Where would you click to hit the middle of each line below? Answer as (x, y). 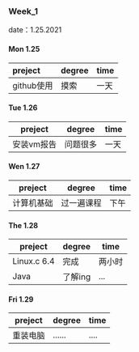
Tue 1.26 (23, 108)
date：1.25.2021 (35, 30)
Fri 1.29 (21, 299)
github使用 (33, 85)
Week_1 (23, 11)
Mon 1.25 (24, 49)
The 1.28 (23, 225)
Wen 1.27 (24, 167)
